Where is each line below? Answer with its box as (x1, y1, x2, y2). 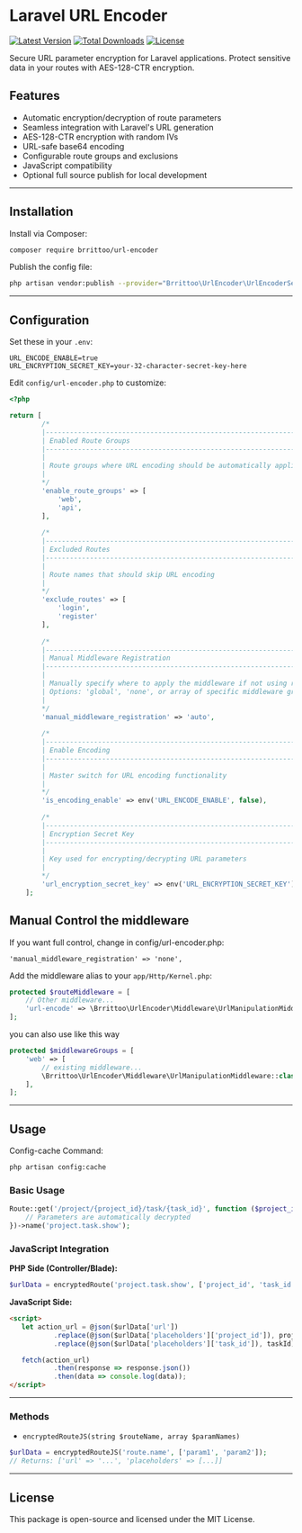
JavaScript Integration (9, 1242, 110, 1255)
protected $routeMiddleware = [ (9, 987, 130, 996)
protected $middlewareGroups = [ (9, 1046, 135, 1056)
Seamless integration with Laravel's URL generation (22, 122, 214, 132)
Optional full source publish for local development (22, 169, 208, 180)
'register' (57, 612, 99, 621)
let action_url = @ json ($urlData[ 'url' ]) (21, 1322, 179, 1331)
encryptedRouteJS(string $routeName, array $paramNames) (22, 1432, 241, 1441)
